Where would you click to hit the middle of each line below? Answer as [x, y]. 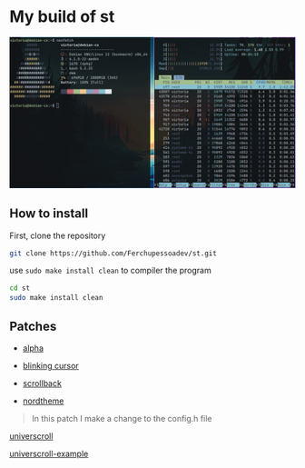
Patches [33, 326]
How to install [49, 214]
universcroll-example [49, 453]
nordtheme [43, 401]
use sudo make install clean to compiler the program [110, 271]
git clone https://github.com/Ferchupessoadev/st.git [113, 253]
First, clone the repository [58, 235]
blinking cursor [50, 365]
